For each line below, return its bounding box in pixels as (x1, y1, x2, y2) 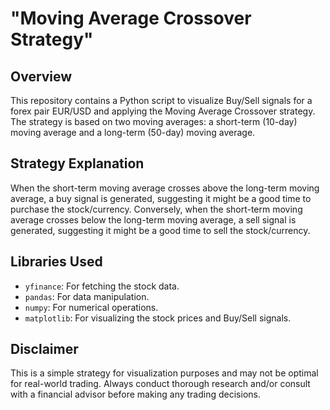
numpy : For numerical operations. (24, 301, 159, 313)
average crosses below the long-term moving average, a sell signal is (10, 213, 297, 226)
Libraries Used (10, 253, 103, 271)
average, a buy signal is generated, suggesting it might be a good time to (10, 192, 312, 204)
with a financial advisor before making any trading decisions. (10, 388, 261, 401)
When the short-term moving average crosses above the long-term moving (10, 182, 320, 194)
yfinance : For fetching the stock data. (24, 280, 180, 292)
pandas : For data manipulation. (24, 290, 150, 302)
